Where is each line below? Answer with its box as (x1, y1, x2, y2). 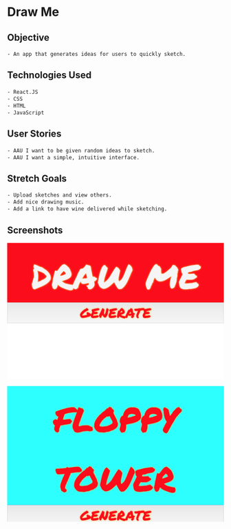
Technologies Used (7, 70, 91, 81)
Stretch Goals (7, 173, 67, 185)
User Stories (7, 128, 62, 140)
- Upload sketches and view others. (7, 192, 112, 199)
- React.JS (7, 88, 38, 95)
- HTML (7, 102, 26, 109)
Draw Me (7, 4, 60, 20)
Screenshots (7, 224, 63, 236)
